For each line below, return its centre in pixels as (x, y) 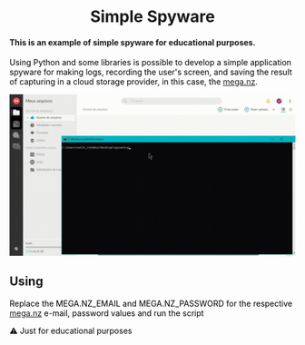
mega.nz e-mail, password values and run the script (107, 313)
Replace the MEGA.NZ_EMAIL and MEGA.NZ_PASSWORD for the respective (151, 303)
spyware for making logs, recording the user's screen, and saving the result (151, 72)
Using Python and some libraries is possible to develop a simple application (151, 63)
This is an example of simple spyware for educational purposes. (133, 42)
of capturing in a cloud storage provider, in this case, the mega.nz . (134, 82)
